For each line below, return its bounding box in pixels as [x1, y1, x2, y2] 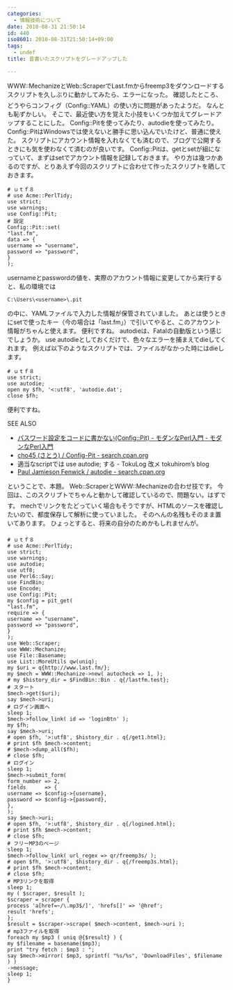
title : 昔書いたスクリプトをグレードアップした [7, 56, 128, 63]
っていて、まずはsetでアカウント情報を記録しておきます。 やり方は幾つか [7, 153, 218, 162]
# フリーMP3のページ [7, 840, 59, 847]
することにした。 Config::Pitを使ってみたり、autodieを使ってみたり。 [19, 118, 218, 127]
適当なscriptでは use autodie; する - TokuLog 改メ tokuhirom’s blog [17, 459, 210, 468]
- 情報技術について [13, 17, 61, 24]
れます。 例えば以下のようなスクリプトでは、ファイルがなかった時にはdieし [7, 344, 225, 352]
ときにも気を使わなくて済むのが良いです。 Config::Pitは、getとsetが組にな [7, 144, 221, 153]
